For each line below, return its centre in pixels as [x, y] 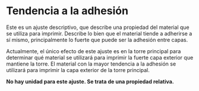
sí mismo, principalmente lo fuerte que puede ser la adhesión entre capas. [97, 40]
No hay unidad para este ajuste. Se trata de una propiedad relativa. [90, 82]
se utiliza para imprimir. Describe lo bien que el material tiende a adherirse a [99, 33]
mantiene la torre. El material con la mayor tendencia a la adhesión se [91, 64]
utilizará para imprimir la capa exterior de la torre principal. [78, 70]
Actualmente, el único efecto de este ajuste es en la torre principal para [94, 51]
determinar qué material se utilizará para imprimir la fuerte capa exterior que [100, 57]
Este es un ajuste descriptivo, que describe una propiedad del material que [98, 27]
